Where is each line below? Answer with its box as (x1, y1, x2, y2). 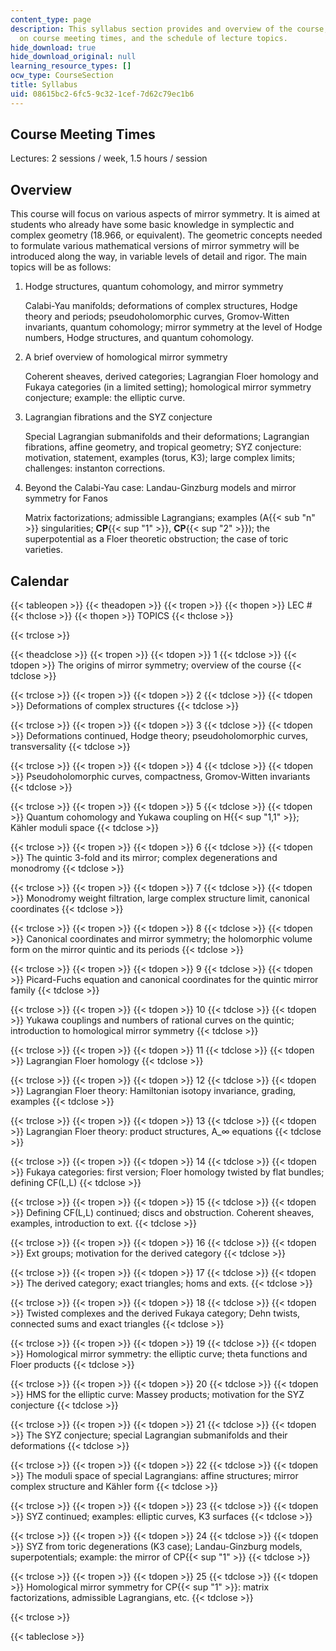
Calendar (10, 572, 69, 590)
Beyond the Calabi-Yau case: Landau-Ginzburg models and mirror (24, 482, 297, 494)
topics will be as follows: (10, 261, 112, 273)
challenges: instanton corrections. (24, 462, 166, 475)
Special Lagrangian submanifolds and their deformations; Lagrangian (24, 431, 310, 443)
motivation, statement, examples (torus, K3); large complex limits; (24, 452, 296, 464)
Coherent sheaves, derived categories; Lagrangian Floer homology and (24, 371, 319, 383)
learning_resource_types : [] (10, 61, 132, 71)
